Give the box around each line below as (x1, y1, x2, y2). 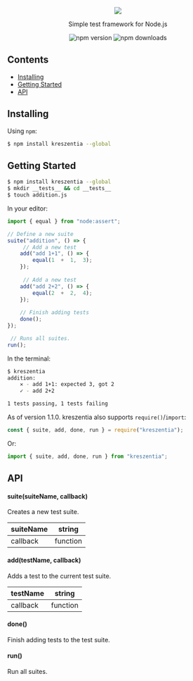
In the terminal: (7, 354, 51, 363)
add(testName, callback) (7, 556, 81, 564)
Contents (7, 54, 49, 66)
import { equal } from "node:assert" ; (7, 218, 121, 225)
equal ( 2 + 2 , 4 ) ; (32, 289, 93, 296)
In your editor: (7, 204, 48, 213)
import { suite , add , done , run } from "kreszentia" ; (7, 453, 168, 460)
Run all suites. (7, 668, 48, 676)
